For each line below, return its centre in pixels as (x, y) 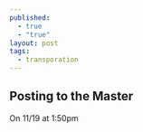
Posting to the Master (71, 96)
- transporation (48, 60)
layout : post (34, 43)
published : (30, 18)
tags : (19, 52)
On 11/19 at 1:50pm (44, 118)
